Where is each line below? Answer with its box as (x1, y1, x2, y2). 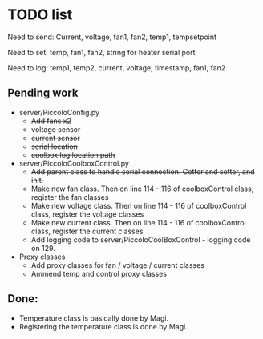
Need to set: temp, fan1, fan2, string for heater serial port (7, 47, 196, 57)
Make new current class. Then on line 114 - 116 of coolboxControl (30, 217, 246, 227)
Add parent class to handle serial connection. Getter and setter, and (30, 166, 255, 177)
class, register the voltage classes (30, 209, 144, 219)
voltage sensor (30, 124, 81, 134)
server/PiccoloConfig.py (18, 107, 100, 117)
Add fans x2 (30, 116, 71, 126)
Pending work (7, 86, 79, 100)
